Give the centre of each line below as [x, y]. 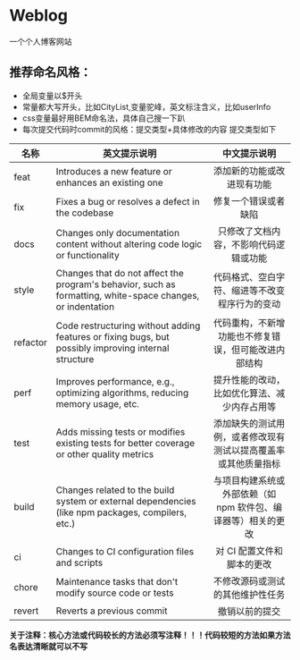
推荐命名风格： [50, 72]
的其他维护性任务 [249, 594]
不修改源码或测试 [249, 580]
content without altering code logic [129, 244]
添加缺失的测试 [245, 423]
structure [75, 359]
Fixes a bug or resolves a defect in [128, 201]
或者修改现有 [258, 436]
